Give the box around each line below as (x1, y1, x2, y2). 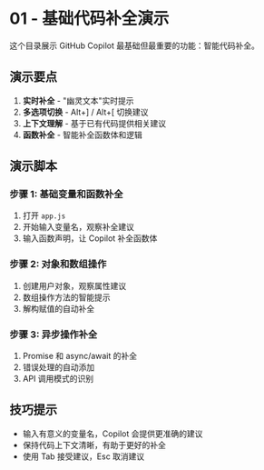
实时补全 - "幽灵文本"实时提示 (22, 95, 134, 105)
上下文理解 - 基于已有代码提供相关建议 (22, 117, 167, 128)
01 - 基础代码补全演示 (9, 8, 170, 29)
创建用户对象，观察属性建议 (22, 280, 127, 291)
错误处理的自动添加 (22, 362, 95, 373)
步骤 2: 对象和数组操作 (9, 258, 107, 271)
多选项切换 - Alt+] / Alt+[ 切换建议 (22, 106, 149, 117)
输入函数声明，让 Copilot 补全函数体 (22, 233, 158, 244)
